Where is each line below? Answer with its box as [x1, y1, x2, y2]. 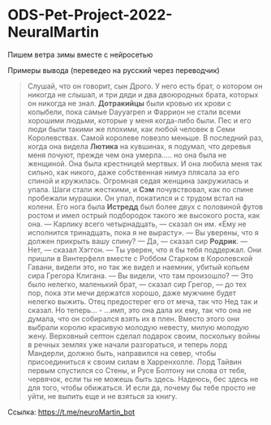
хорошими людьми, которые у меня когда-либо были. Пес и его [27, 115, 252, 125]
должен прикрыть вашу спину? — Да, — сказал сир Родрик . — [27, 236, 248, 246]
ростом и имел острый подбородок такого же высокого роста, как [27, 210, 260, 220]
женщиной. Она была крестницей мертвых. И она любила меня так [27, 158, 263, 168]
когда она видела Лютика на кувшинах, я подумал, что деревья [27, 141, 252, 151]
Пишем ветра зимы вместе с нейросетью [7, 49, 153, 59]
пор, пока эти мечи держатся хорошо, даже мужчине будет [27, 288, 237, 298]
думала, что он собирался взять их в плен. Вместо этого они [27, 314, 240, 324]
